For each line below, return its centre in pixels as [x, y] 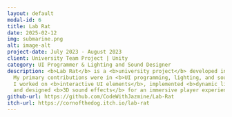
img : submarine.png [35, 39]
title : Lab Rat [29, 26]
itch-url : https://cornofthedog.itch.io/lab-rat [78, 103]
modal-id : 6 [24, 20]
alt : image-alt [29, 45]
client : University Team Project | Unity [68, 58]
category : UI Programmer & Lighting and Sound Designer [89, 65]
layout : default [30, 13]
